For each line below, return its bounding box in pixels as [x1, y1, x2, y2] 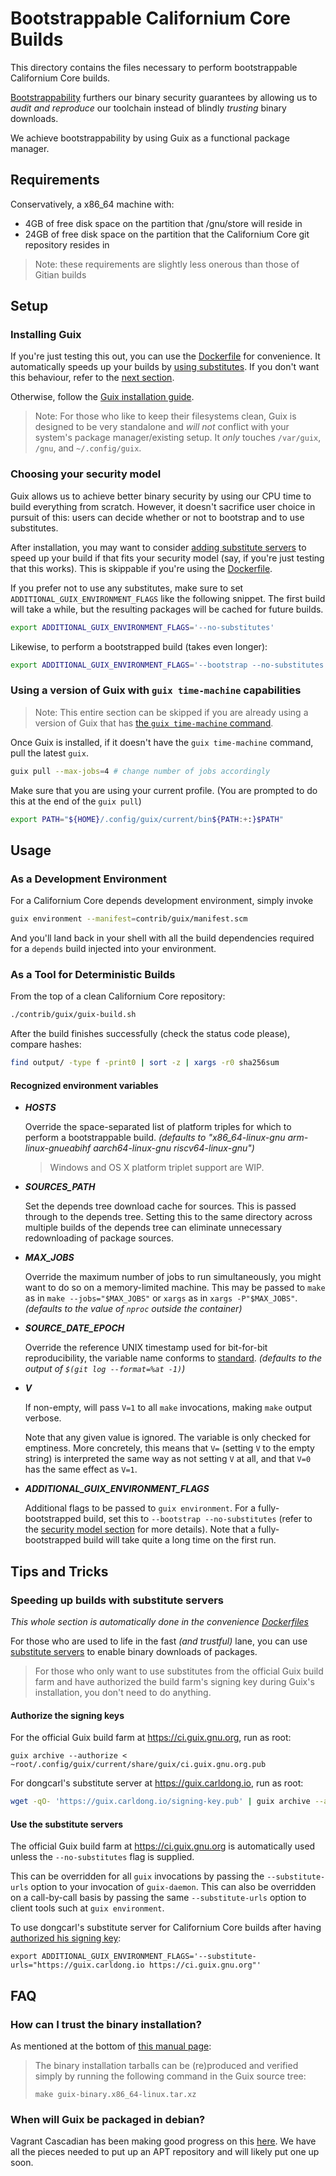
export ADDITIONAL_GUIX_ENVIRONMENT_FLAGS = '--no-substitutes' [10, 622, 275, 632]
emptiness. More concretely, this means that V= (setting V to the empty [24, 1442, 315, 1454]
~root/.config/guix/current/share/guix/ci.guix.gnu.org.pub [10, 1760, 267, 1770]
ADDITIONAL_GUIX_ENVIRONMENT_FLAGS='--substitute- [41, 1952, 257, 1962]
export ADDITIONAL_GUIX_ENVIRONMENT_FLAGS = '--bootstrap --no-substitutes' [10, 660, 329, 670]
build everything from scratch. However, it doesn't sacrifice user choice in [10, 500, 316, 512]
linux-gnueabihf [24, 1142, 92, 1154]
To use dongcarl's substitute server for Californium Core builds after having [10, 1922, 322, 1934]
